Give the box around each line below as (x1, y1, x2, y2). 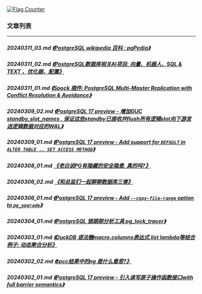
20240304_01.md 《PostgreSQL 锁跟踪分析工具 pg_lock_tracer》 (7, 217, 167, 224)
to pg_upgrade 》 (7, 201, 43, 208)
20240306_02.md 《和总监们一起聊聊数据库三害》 (7, 178, 134, 185)
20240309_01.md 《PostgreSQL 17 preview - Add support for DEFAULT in (7, 139, 186, 146)
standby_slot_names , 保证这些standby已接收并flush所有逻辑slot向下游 (7, 115, 186, 122)
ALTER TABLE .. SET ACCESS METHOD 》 (7, 146, 95, 153)
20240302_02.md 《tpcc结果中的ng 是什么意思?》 (7, 257, 132, 265)
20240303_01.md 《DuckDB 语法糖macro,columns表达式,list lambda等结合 (7, 234, 195, 241)
